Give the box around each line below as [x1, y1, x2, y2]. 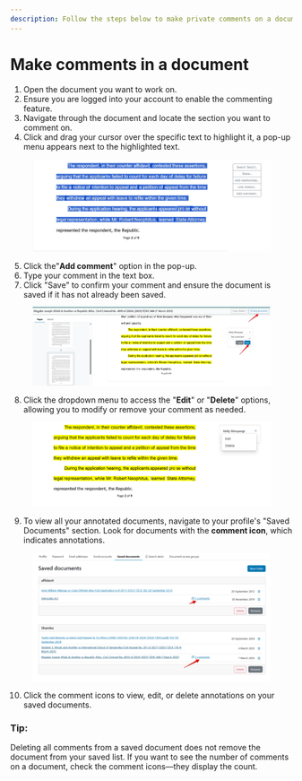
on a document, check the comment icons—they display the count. [10, 761, 258, 772]
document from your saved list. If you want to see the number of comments [10, 751, 289, 762]
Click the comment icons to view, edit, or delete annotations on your [22, 690, 275, 700]
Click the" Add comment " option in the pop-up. [22, 261, 197, 272]
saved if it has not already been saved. [22, 290, 167, 300]
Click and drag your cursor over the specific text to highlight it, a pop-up [22, 131, 291, 143]
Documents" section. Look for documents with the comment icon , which [22, 525, 293, 536]
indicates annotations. [22, 534, 106, 546]
